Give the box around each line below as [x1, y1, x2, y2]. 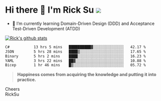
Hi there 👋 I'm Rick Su [5, 4, 94, 16]
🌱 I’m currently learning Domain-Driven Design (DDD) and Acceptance [12, 20, 155, 26]
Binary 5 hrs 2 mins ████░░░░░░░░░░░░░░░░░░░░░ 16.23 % [5, 54, 146, 59]
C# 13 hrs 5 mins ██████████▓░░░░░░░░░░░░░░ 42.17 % [5, 44, 146, 49]
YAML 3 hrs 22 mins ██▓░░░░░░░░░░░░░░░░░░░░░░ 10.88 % [5, 58, 146, 63]
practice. [17, 77, 36, 82]
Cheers [5, 86, 20, 92]
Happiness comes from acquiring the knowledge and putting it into [17, 72, 157, 78]
